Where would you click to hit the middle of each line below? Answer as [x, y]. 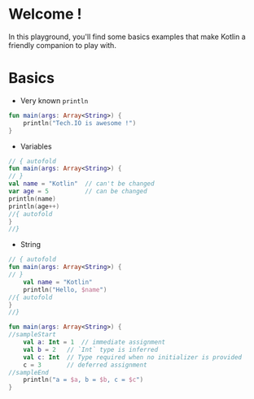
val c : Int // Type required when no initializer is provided [133, 357]
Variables [36, 146]
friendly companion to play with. [62, 45]
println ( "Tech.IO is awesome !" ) [80, 123]
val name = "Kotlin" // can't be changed [81, 184]
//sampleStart [33, 335]
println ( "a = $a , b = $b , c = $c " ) [83, 380]
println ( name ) [33, 199]
